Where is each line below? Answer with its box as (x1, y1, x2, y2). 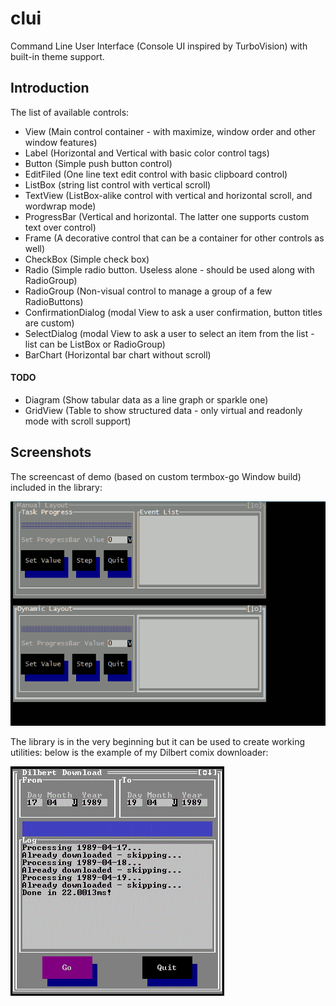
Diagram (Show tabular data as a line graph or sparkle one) (24, 393, 269, 406)
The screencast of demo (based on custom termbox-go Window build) (10, 470, 302, 482)
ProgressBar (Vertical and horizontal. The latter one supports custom (24, 210, 310, 222)
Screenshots (10, 444, 92, 461)
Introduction (10, 80, 90, 97)
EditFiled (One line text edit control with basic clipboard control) (24, 168, 288, 180)
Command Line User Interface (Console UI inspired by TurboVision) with (10, 40, 308, 52)
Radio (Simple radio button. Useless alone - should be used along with (24, 263, 315, 276)
